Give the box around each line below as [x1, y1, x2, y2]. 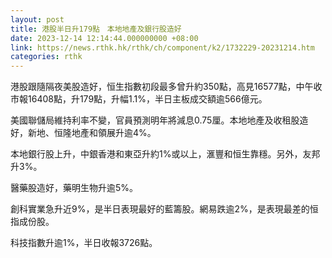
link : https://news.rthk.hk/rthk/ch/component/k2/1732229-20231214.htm [10, 42, 315, 53]
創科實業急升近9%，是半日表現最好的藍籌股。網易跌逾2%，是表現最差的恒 [10, 203, 319, 215]
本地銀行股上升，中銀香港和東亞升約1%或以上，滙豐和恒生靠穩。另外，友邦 [10, 148, 321, 160]
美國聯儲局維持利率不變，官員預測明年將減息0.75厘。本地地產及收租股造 [10, 114, 309, 126]
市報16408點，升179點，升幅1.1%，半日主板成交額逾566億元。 [10, 93, 268, 105]
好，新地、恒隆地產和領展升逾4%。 [10, 127, 157, 139]
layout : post [10, 14, 65, 25]
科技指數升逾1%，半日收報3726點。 [10, 237, 158, 249]
